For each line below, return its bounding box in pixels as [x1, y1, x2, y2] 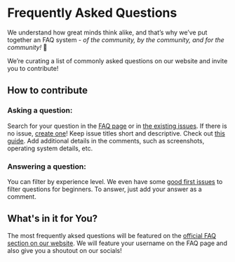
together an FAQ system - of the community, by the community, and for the [7, 35, 224, 44]
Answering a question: [7, 162, 86, 171]
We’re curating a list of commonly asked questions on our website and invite [7, 56, 228, 65]
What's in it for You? [7, 213, 98, 225]
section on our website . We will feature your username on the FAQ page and [7, 239, 228, 247]
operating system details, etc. [7, 144, 93, 152]
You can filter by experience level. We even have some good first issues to [7, 177, 223, 185]
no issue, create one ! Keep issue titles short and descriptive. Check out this [7, 129, 226, 138]
